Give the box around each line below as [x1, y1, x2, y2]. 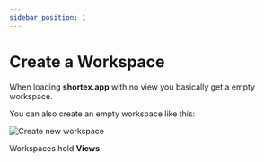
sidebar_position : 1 [9, 13, 87, 22]
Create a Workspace [9, 51, 165, 72]
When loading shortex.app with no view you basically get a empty [9, 81, 256, 92]
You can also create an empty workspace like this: [9, 108, 196, 119]
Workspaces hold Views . [9, 142, 102, 153]
